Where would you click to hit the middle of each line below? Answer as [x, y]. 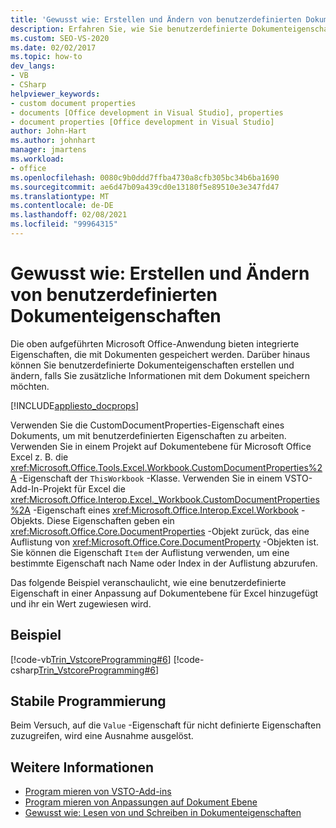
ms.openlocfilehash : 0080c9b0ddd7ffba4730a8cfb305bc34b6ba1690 [145, 177]
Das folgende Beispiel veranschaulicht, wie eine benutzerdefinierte [148, 582]
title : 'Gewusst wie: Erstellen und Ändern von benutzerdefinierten [156, 19]
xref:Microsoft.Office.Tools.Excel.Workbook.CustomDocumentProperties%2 [166, 467]
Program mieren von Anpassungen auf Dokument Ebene [141, 802]
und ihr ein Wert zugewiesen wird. [81, 603]
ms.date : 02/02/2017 [53, 47]
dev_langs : [33, 66]
